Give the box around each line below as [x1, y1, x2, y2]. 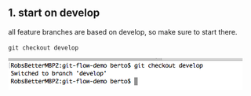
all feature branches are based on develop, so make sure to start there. [8, 27, 238, 36]
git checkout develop [8, 43, 79, 52]
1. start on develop [8, 6, 100, 20]
